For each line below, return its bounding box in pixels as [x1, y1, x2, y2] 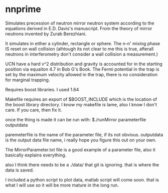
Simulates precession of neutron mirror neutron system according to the [5, 20, 154, 26]
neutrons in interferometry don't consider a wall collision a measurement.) [5, 51, 158, 57]
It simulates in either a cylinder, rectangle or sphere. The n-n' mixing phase [5, 40, 160, 46]
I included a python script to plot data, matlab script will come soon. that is [5, 176, 159, 182]
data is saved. [5, 167, 34, 173]
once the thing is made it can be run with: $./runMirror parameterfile [5, 116, 146, 122]
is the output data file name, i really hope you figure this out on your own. [5, 137, 156, 143]
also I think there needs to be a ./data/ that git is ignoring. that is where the [5, 161, 159, 167]
